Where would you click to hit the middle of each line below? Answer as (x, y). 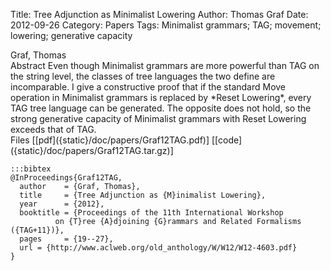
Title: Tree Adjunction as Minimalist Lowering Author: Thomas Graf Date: (159, 14)
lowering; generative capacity (71, 35)
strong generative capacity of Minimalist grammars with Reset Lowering (158, 118)
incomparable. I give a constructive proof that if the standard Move (148, 87)
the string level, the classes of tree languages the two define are (143, 76)
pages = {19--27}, (66, 239)
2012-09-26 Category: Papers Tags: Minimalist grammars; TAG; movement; (166, 25)
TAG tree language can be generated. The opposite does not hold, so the (161, 108)
